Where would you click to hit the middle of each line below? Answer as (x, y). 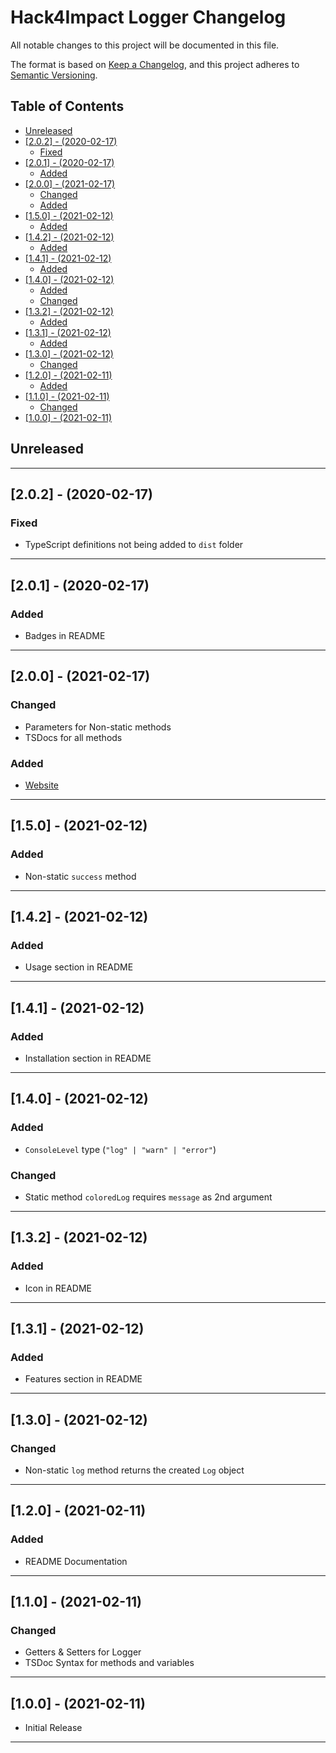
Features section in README (83, 1379)
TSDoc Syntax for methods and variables (109, 1663)
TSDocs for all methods (73, 737)
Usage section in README (79, 967)
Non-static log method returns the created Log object (134, 1470)
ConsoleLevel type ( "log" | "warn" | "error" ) (120, 1149)
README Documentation (76, 1561)
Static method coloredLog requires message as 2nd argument (148, 1197)
